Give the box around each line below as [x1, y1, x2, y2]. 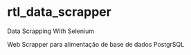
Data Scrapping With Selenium [7, 27, 95, 35]
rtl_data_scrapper [7, 4, 112, 20]
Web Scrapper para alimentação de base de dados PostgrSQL [7, 40, 185, 48]
